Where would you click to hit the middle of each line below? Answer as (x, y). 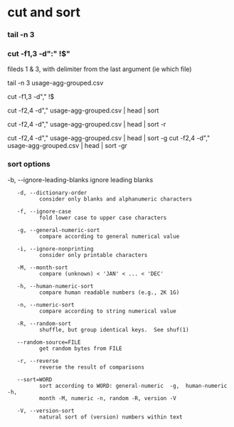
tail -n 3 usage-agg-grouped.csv (55, 83)
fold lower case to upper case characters (103, 218)
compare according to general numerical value (109, 236)
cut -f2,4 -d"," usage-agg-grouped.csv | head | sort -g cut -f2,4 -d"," (109, 138)
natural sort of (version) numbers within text (111, 417)
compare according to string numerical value (107, 311)
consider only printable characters (93, 255)
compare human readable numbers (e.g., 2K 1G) (109, 292)
